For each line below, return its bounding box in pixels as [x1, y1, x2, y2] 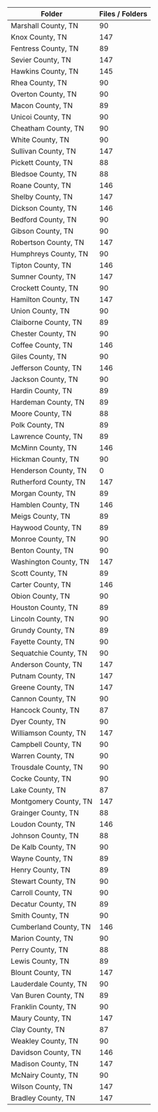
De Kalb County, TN [10, 842, 76, 852]
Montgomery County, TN [10, 797, 93, 806]
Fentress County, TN [10, 44, 79, 53]
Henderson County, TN [10, 466, 87, 475]
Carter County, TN [10, 580, 71, 589]
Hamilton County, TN [10, 295, 80, 304]
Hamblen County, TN [10, 500, 80, 510]
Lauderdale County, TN [10, 979, 87, 988]
